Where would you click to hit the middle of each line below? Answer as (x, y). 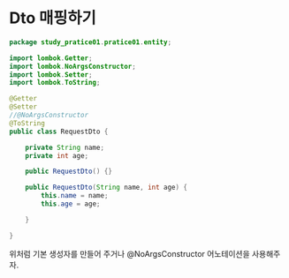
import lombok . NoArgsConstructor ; (73, 66)
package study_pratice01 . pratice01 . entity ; (91, 42)
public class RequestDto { (59, 131)
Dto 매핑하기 (53, 18)
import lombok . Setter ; (51, 75)
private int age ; (57, 155)
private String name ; (65, 147)
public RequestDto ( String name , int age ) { (106, 188)
